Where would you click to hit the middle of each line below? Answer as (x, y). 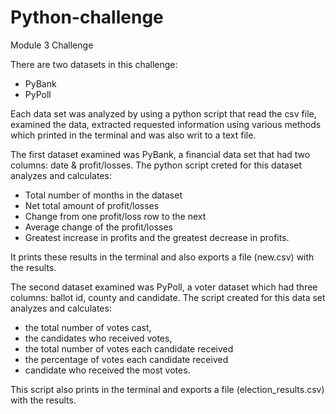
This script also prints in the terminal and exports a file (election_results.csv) (167, 389)
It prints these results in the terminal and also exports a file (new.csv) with (162, 257)
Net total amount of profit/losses (92, 205)
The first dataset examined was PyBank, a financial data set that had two (160, 154)
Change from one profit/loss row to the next (115, 216)
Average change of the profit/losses (98, 227)
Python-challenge (87, 17)
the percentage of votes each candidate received (126, 359)
